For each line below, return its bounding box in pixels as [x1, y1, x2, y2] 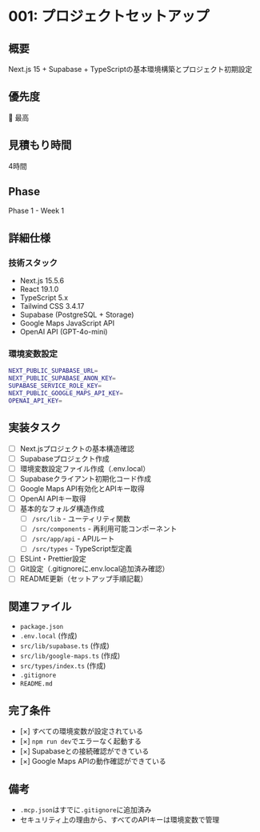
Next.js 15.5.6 [19, 276, 65, 286]
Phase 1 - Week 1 [8, 206, 65, 216]
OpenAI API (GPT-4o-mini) [19, 327, 108, 337]
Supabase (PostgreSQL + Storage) [19, 310, 134, 320]
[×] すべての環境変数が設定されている [19, 726, 144, 736]
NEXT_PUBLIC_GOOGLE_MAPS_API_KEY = [8, 390, 124, 398]
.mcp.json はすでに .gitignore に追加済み [19, 805, 152, 814]
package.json [19, 623, 64, 631]
